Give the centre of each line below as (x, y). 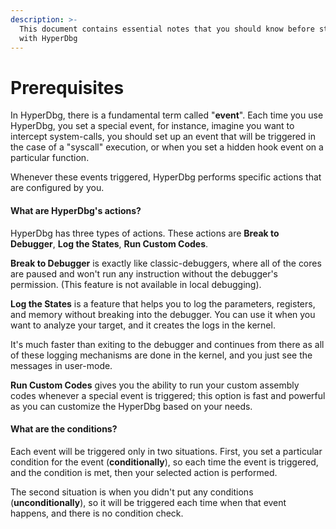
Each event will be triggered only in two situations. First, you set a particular (166, 451)
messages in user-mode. (61, 365)
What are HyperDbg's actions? (76, 210)
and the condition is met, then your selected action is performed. (144, 472)
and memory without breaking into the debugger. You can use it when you (163, 314)
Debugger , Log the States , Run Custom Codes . (109, 243)
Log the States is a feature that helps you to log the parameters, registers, (163, 303)
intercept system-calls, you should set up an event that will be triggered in (163, 137)
